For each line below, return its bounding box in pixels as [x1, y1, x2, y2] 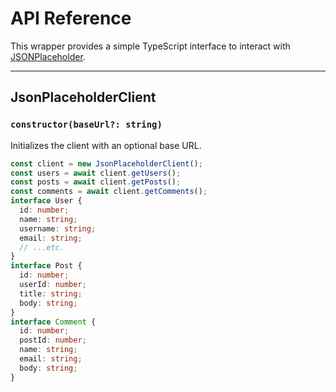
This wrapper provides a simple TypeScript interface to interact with [10, 40, 291, 52]
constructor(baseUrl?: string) [10, 119, 163, 131]
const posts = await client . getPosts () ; [10, 177, 182, 187]
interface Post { [10, 261, 83, 271]
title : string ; [19, 288, 83, 299]
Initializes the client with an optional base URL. [10, 139, 202, 151]
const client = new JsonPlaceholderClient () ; [10, 158, 203, 169]
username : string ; [19, 223, 97, 234]
